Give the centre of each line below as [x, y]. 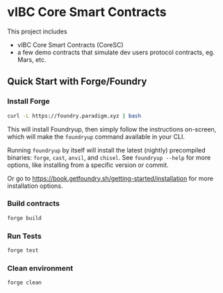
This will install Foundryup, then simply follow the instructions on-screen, [112, 129]
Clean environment [40, 268]
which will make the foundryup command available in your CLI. [96, 136]
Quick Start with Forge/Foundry [77, 82]
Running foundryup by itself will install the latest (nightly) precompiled [107, 150]
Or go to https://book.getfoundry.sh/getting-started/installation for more [110, 178]
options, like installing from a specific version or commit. [88, 165]
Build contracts [34, 204]
